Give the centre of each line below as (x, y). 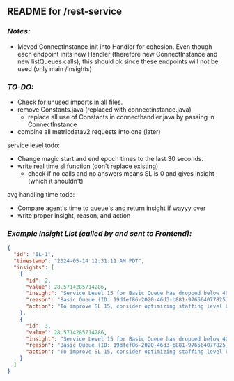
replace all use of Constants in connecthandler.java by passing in (121, 117)
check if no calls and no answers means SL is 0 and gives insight (121, 173)
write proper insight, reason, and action (74, 215)
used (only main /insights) (55, 68)
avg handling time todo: (41, 194)
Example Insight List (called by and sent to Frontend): (100, 233)
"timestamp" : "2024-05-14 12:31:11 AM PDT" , (79, 261)
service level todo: (34, 145)
